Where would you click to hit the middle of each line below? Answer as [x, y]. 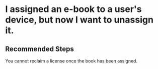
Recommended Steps [39, 49]
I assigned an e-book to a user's [73, 9]
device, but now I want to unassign [79, 20]
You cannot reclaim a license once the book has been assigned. [71, 61]
